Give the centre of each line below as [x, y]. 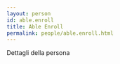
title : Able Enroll [35, 26]
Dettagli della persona [38, 53]
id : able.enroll [30, 20]
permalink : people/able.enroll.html [60, 33]
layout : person [29, 14]
